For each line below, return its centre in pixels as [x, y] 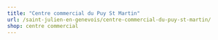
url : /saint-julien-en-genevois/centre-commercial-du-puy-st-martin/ [109, 20]
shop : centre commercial [43, 26]
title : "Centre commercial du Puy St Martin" [73, 13]
